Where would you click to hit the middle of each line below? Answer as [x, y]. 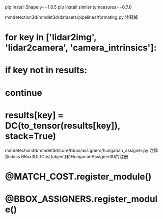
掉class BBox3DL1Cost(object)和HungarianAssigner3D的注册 [67, 156]
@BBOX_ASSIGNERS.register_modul [81, 199]
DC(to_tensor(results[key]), [63, 125]
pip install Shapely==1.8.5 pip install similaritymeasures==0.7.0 [68, 7]
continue [24, 93]
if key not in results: [46, 70]
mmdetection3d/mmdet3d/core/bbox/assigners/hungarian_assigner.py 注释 [82, 150]
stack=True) [31, 136]
